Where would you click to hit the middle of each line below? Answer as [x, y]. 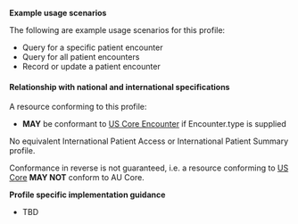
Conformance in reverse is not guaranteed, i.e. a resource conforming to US [149, 168]
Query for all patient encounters [81, 57]
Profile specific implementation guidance [87, 195]
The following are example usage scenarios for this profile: [117, 30]
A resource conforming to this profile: [78, 107]
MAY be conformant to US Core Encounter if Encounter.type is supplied [154, 124]
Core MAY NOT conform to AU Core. [77, 178]
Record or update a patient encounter [91, 66]
